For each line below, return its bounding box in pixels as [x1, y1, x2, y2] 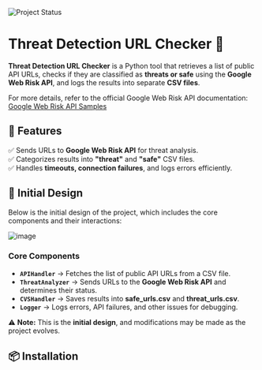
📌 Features [8, 125, 62, 138]
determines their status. [19, 285, 97, 295]
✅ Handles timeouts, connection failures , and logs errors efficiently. [8, 163, 233, 173]
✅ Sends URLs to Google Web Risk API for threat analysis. [8, 145, 199, 155]
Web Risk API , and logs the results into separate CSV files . [8, 77, 200, 87]
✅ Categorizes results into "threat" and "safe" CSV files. [8, 154, 195, 163]
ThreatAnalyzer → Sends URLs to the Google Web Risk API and [19, 277, 226, 286]
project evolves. [8, 326, 61, 335]
